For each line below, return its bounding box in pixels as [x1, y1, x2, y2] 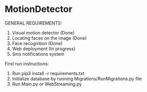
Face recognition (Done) [12, 40, 63, 46]
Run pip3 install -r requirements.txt [12, 70, 85, 76]
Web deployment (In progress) [12, 45, 76, 51]
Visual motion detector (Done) [12, 29, 75, 35]
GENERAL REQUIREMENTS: [5, 20, 62, 26]
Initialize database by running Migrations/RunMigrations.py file [12, 75, 142, 81]
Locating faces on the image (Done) [12, 35, 87, 41]
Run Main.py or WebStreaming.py [12, 81, 82, 87]
